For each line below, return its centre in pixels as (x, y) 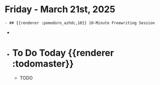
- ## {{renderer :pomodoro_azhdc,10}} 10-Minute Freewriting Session (80, 23)
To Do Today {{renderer (63, 53)
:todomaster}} (43, 64)
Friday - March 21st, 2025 (60, 9)
